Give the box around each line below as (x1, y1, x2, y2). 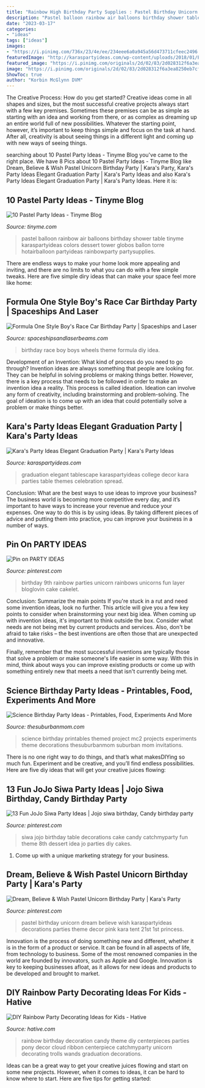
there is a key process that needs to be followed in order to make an (6, 377, 178, 385)
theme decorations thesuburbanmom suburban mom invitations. (21, 741, 184, 749)
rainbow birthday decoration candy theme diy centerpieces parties (21, 1037, 190, 1044)
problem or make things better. (6, 403, 84, 411)
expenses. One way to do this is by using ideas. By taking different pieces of (6, 509, 198, 516)
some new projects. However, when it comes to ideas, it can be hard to (6, 1068, 185, 1076)
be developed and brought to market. (6, 969, 100, 977)
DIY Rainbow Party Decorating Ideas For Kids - (6, 988, 187, 998)
